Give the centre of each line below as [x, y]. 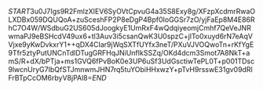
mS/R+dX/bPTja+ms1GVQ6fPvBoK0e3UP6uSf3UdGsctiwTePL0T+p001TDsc [131, 61]
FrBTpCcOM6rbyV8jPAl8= [50, 78]
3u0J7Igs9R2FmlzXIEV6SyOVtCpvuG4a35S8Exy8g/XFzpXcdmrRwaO [143, 11]
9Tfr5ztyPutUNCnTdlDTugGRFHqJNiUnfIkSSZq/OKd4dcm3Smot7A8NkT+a [129, 53]
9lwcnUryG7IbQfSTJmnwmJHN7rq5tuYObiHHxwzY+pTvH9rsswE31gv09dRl [130, 69]
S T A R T [19, 11]
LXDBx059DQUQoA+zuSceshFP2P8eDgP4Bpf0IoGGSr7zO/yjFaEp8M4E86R [131, 20]
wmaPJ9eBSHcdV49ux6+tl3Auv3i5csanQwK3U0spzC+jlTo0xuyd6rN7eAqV [131, 36]
